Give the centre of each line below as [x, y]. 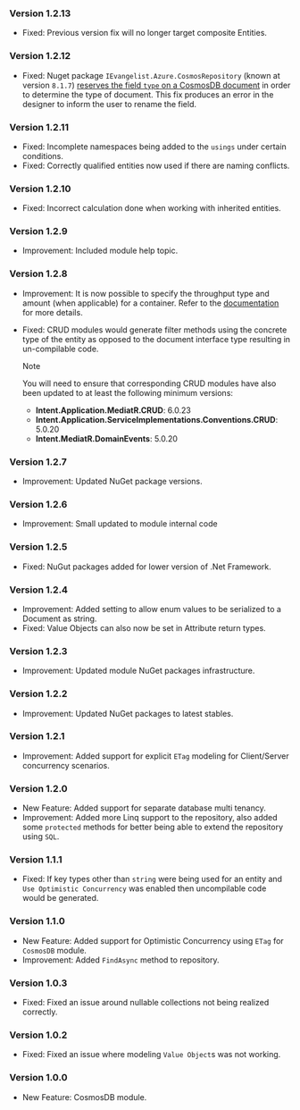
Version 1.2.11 [39, 127]
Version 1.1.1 [36, 860]
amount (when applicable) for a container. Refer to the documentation [150, 303]
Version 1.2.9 [39, 231]
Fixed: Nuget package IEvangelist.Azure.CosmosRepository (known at [151, 75]
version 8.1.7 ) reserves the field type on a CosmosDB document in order [156, 85]
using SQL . [41, 837]
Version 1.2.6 [38, 505]
